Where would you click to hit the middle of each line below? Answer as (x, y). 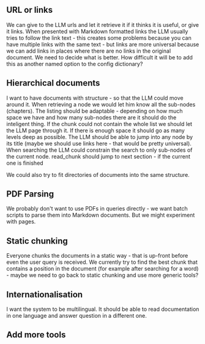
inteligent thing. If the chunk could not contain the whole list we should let (99, 124)
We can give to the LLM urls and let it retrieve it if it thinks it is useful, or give (102, 24)
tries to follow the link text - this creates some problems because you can (99, 38)
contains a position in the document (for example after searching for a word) (102, 269)
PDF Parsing (30, 194)
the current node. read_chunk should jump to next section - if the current (99, 156)
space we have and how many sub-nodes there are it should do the (91, 117)
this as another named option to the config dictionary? (75, 64)
